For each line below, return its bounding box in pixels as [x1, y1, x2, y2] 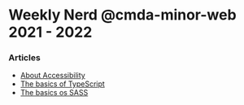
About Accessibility [20, 71, 85, 81]
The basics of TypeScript [20, 79, 106, 89]
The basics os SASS [20, 88, 89, 98]
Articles [8, 52, 41, 63]
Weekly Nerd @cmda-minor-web [8, 6, 237, 24]
